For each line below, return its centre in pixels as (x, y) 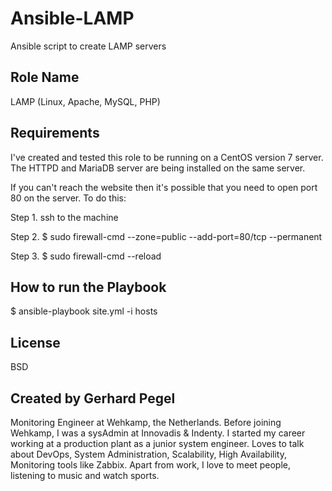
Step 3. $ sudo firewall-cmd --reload (86, 256)
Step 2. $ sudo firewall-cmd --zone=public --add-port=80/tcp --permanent (166, 236)
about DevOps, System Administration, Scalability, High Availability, (148, 454)
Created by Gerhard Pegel (93, 398)
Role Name (45, 77)
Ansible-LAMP (72, 18)
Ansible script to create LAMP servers (88, 46)
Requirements (55, 133)
